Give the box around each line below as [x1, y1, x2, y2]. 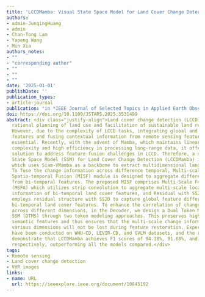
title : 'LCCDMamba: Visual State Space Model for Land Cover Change [6, 9, 184, 15]
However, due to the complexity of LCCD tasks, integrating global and [12, 128, 198, 134]
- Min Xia [6, 43, 32, 49]
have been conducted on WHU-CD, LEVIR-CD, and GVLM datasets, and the [12, 230, 195, 236]
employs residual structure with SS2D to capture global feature [12, 196, 182, 202]
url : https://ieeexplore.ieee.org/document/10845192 [12, 281, 149, 287]
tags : [6, 247, 20, 253]
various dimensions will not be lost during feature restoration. [12, 224, 184, 231]
